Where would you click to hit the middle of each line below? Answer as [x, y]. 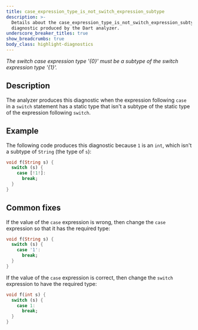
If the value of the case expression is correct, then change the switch [90, 278]
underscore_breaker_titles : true [47, 34]
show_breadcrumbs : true [35, 39]
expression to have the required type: [52, 284]
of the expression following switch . [49, 112]
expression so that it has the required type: [58, 228]
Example [22, 131]
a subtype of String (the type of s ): [49, 151]
